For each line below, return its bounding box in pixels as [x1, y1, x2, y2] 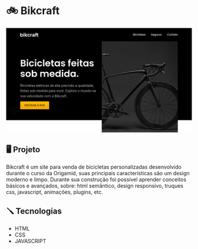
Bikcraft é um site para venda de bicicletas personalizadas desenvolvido [6, 163, 181, 171]
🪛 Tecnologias [6, 207, 62, 217]
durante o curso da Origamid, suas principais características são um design [6, 169, 190, 176]
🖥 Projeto [6, 145, 40, 155]
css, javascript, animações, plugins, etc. [6, 188, 103, 195]
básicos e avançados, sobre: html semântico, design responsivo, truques [6, 182, 184, 189]
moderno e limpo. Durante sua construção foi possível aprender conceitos [6, 176, 187, 183]
